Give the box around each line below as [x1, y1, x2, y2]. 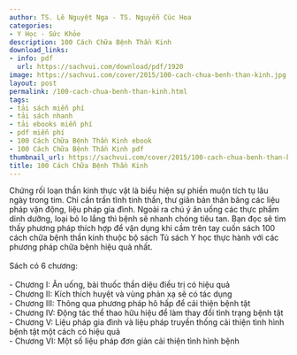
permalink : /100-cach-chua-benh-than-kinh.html [9, 87, 188, 96]
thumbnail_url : [9, 152, 65, 162]
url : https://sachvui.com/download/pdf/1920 [17, 63, 184, 72]
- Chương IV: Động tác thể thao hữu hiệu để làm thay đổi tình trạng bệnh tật [9, 307, 284, 319]
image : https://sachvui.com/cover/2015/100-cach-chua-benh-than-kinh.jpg [9, 71, 287, 80]
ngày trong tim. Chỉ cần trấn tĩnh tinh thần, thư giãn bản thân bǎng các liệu [9, 195, 280, 205]
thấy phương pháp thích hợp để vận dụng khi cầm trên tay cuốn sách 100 [9, 223, 276, 234]
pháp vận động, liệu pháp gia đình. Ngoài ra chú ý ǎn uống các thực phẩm [9, 205, 280, 215]
